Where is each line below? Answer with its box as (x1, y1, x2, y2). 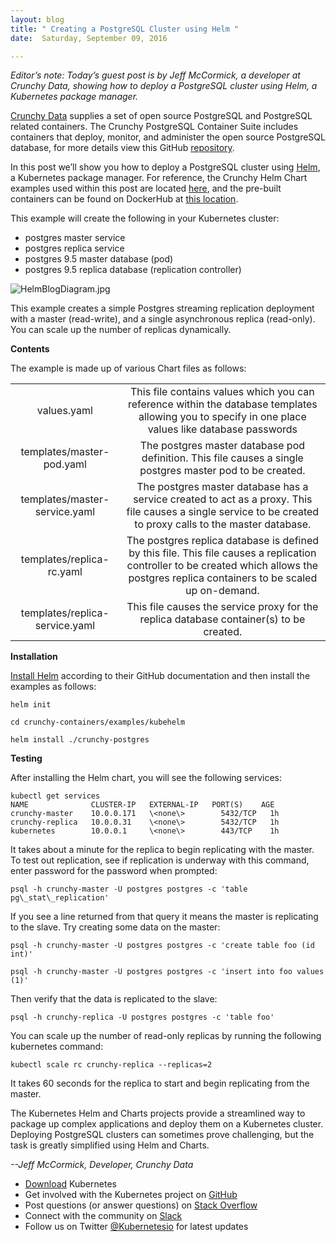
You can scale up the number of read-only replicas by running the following (10, 1030, 322, 1042)
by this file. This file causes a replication (128, 546, 317, 560)
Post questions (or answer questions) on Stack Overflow (24, 1199, 258, 1211)
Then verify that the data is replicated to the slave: (10, 993, 218, 1005)
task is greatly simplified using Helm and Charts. (10, 1139, 210, 1151)
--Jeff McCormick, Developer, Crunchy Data (10, 1159, 194, 1171)
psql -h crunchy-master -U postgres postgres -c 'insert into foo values (10, 967, 325, 977)
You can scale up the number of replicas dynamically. (10, 324, 232, 336)
